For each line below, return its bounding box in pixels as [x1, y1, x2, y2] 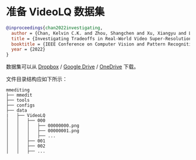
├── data [6, 108, 27, 113]
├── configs [6, 102, 35, 108]
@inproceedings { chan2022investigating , [6, 24, 103, 31]
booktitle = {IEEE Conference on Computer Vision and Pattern [11, 41, 166, 47]
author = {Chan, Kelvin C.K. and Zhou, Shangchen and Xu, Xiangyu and [11, 30, 187, 36]
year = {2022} [11, 47, 45, 52]
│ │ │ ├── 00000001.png [6, 128, 80, 134]
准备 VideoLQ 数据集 [6, 5, 105, 19]
